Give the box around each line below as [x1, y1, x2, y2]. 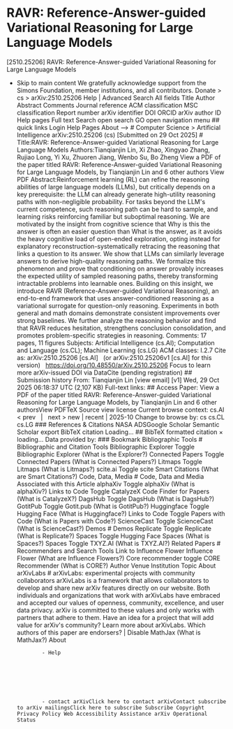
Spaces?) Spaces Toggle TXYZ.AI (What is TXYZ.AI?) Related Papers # [16, 539, 221, 547]
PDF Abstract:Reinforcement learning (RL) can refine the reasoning [16, 175, 210, 183]
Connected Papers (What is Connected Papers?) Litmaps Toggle [16, 457, 203, 465]
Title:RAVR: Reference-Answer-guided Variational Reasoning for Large [16, 138, 219, 146]
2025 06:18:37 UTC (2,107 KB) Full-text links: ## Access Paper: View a [16, 383, 220, 391]
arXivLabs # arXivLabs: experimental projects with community [16, 568, 196, 577]
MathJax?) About [16, 635, 67, 644]
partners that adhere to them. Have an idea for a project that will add [16, 613, 214, 621]
